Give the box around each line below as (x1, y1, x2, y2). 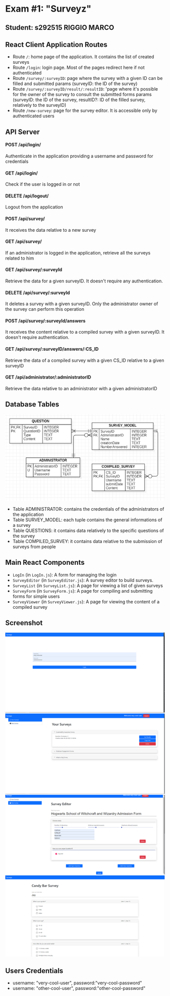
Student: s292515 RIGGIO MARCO (5, 23, 115, 32)
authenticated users (12, 113, 55, 119)
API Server (5, 128, 40, 136)
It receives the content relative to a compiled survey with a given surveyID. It (5, 329, 164, 335)
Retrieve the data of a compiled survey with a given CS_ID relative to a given (5, 357, 164, 363)
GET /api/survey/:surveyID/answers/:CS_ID (5, 346, 99, 352)
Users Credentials (5, 966, 63, 975)
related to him (5, 255, 34, 261)
